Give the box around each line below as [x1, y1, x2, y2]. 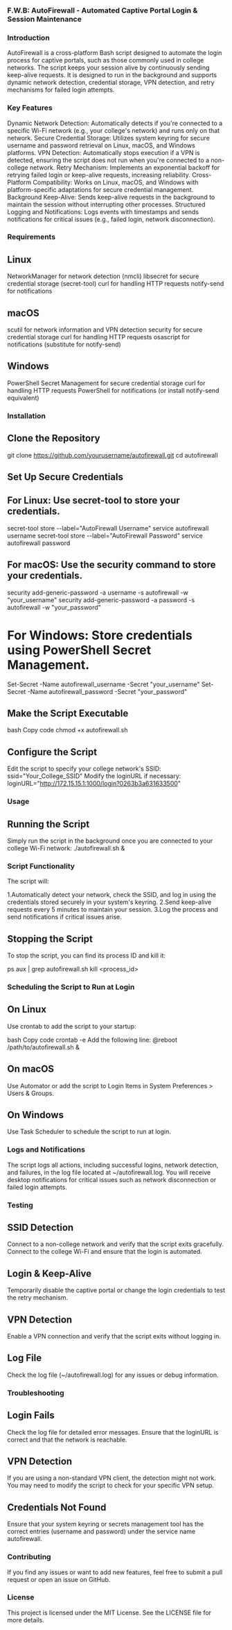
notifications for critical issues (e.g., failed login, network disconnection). [7, 215, 215, 223]
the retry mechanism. [7, 1293, 68, 1302]
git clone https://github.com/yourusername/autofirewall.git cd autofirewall [7, 451, 218, 459]
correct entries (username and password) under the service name [7, 1527, 196, 1535]
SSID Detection [7, 1222, 74, 1233]
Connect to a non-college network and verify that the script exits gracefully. [7, 1240, 224, 1248]
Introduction [7, 33, 50, 42]
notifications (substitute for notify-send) [7, 340, 121, 349]
